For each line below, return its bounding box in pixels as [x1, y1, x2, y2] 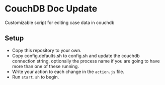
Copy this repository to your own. [12, 47, 81, 53]
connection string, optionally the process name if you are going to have [12, 58, 160, 64]
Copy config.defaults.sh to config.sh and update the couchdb [12, 52, 140, 58]
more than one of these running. [12, 63, 79, 69]
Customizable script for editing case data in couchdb [5, 19, 115, 25]
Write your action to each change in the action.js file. [12, 68, 124, 74]
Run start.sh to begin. [12, 73, 59, 80]
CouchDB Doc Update [5, 3, 98, 14]
